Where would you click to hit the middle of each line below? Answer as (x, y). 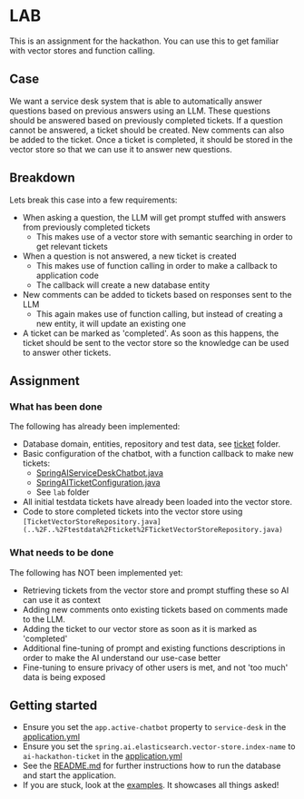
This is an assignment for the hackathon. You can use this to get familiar (144, 41)
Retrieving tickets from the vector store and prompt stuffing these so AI (156, 590)
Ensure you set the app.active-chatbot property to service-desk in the (154, 727)
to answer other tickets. (67, 352)
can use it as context (62, 599)
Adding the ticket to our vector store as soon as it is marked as (139, 628)
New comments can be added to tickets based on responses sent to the (157, 294)
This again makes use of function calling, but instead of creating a (159, 313)
